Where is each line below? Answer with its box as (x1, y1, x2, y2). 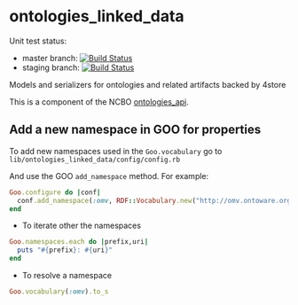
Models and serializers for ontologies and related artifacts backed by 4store (9, 79, 286, 90)
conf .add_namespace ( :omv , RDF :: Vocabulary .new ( (17, 196, 197, 205)
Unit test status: (9, 35, 67, 46)
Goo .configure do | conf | (9, 188, 101, 197)
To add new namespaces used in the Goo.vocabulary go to (9, 145, 223, 156)
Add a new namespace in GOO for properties (9, 122, 262, 137)
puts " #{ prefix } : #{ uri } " (17, 246, 114, 254)
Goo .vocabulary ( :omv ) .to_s (9, 287, 109, 296)
